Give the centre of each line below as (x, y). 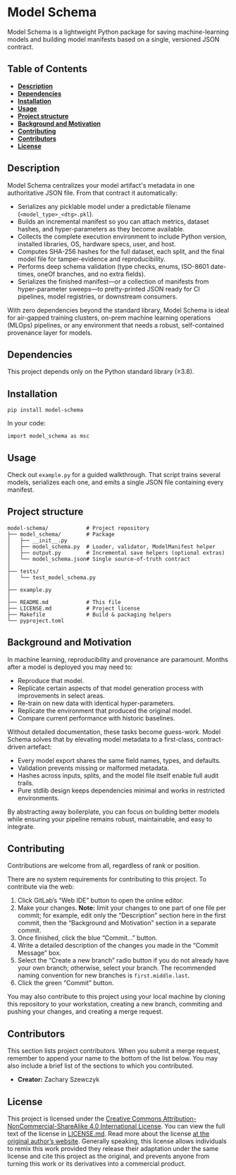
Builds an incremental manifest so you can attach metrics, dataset (113, 221)
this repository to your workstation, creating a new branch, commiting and (115, 1004)
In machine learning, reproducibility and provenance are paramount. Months (118, 659)
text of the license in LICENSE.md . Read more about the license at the (108, 1134)
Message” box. (39, 953)
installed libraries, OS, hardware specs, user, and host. (97, 243)
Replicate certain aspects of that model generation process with (111, 688)
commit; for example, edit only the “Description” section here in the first (122, 915)
